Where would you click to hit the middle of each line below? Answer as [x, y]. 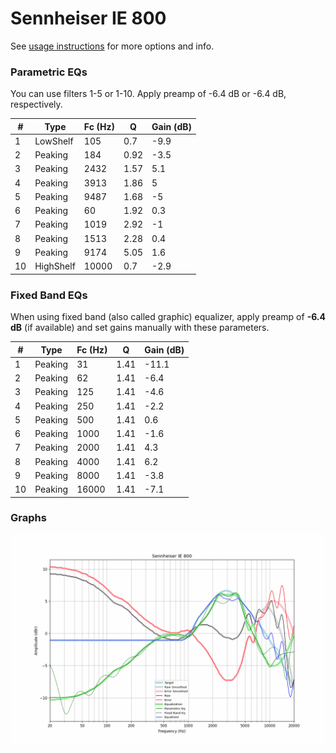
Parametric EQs [49, 72]
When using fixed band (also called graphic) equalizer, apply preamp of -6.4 [168, 317]
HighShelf [55, 266]
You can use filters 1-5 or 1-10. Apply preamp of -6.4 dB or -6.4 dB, [148, 94]
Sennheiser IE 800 [88, 18]
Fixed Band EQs [49, 295]
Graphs [28, 518]
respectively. [36, 104]
